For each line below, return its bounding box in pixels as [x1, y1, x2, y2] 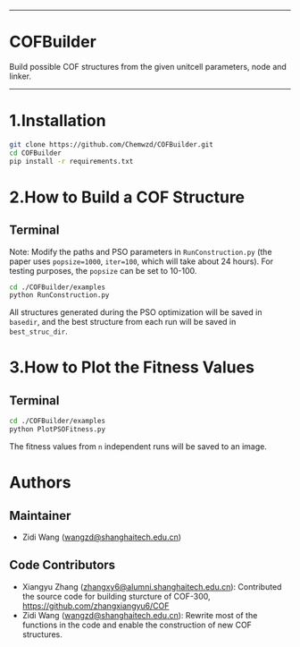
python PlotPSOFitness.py [9, 425, 105, 434]
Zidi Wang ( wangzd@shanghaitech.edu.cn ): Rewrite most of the [21, 609, 258, 620]
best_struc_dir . [9, 326, 69, 336]
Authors [9, 472, 71, 493]
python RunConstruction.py [9, 291, 110, 300]
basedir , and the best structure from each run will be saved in [9, 317, 237, 328]
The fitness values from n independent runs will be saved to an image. [9, 441, 268, 452]
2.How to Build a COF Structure [9, 187, 246, 207]
